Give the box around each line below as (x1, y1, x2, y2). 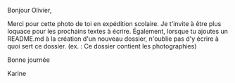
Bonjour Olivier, (7, 6, 52, 14)
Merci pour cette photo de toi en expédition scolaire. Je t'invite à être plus (7, 20, 222, 27)
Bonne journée (7, 56, 51, 64)
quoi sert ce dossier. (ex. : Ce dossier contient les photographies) (7, 42, 197, 50)
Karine (7, 70, 27, 77)
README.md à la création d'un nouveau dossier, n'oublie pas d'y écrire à (7, 34, 220, 43)
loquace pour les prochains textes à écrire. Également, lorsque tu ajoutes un (7, 27, 229, 35)
